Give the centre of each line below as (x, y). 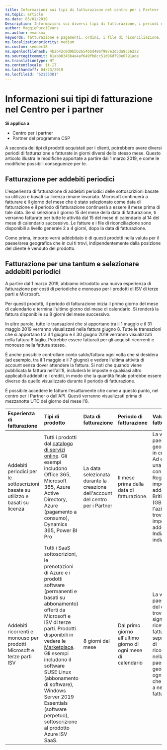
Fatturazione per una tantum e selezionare (72, 264)
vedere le (55, 641)
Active (51, 493)
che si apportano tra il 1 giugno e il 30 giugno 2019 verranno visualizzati (79, 335)
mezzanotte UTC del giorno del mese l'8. (47, 401)
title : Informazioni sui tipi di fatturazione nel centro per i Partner (82, 10)
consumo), (57, 518)
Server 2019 (59, 697)
